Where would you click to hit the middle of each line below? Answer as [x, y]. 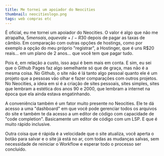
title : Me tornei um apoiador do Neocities [50, 10]
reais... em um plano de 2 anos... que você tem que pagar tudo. [69, 53]
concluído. [16, 149]
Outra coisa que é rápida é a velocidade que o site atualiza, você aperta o [80, 134]
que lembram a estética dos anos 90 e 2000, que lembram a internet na [78, 89]
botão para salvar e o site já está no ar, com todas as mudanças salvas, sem [82, 139]
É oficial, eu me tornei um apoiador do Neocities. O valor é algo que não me [82, 33]
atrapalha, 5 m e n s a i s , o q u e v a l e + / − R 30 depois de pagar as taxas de [75, 38]
